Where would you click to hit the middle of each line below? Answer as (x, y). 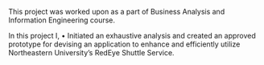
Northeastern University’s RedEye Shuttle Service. (91, 53)
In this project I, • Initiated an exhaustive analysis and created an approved (132, 36)
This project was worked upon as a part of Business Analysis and (117, 12)
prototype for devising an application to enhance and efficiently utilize (124, 44)
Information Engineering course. (62, 20)
